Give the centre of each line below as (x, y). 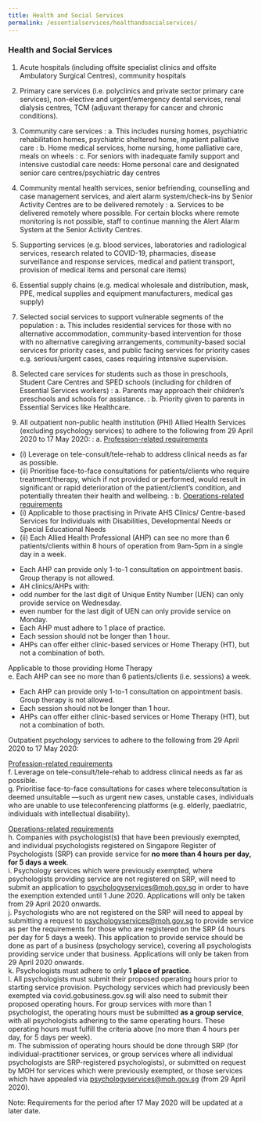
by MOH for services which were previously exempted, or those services (126, 1070)
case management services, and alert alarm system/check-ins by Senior (136, 196)
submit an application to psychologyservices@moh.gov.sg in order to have (128, 887)
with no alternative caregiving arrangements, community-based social (133, 341)
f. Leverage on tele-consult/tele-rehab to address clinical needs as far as (126, 772)
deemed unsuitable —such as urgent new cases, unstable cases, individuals (131, 796)
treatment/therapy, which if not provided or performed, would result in (133, 479)
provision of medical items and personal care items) (103, 270)
